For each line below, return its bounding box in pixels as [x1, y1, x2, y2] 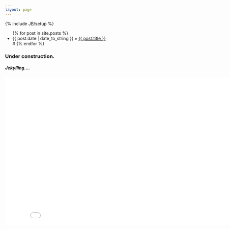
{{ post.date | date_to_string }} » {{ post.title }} [12, 35, 106, 41]
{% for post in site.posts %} [12, 30, 69, 36]
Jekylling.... [5, 65, 30, 71]
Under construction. [5, 52, 55, 59]
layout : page [5, 7, 32, 12]
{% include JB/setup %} [5, 21, 54, 26]
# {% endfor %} [12, 40, 45, 47]
